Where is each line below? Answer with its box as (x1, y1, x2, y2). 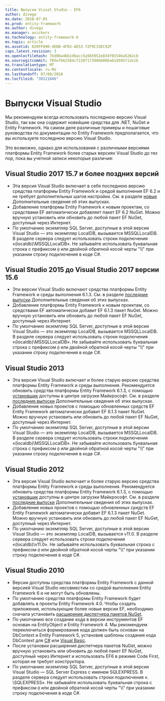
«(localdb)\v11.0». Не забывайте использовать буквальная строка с (12, 541, 155, 547)
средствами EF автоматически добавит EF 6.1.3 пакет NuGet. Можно (12, 308, 159, 314)
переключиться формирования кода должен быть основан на (12, 627, 144, 633)
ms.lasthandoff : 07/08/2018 (5, 72, 63, 77)
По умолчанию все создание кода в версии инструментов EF (12, 616, 144, 622)
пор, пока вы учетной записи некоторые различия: (5, 155, 113, 161)
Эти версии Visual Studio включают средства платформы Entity (12, 286, 147, 292)
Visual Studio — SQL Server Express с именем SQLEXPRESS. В (12, 669, 143, 675)
